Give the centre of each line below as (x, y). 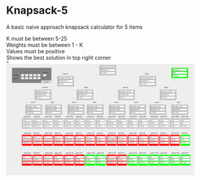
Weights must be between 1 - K (45, 45)
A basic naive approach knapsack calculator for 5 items (75, 27)
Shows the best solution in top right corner (59, 57)
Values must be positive (36, 51)
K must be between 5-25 (37, 38)
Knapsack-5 (37, 10)
